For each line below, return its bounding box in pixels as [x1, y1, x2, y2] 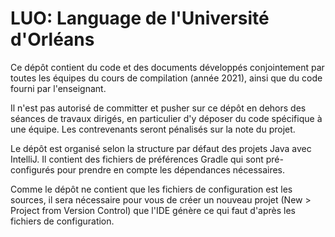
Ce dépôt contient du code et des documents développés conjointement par [10, 61, 325, 73]
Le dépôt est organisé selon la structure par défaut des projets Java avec [10, 142, 312, 154]
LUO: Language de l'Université [10, 7, 270, 30]
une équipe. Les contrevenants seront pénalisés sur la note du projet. [10, 123, 296, 135]
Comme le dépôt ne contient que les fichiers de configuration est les [10, 183, 293, 195]
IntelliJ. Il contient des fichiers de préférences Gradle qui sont [10, 153, 264, 165]
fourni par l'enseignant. [10, 82, 107, 94]
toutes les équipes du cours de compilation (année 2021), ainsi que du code [10, 72, 323, 84]
